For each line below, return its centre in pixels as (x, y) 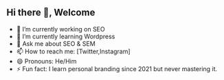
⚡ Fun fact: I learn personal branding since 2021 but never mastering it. (117, 68)
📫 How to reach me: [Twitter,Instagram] (74, 51)
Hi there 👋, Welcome (51, 13)
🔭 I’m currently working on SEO (60, 29)
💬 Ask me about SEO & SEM (56, 43)
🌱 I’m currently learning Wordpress (66, 36)
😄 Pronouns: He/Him (46, 61)
